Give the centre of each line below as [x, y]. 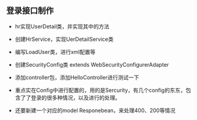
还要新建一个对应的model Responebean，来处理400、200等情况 [95, 110]
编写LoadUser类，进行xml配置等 [55, 52]
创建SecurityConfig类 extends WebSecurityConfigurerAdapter [92, 64]
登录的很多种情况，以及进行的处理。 [76, 97]
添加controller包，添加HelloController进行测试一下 [77, 77]
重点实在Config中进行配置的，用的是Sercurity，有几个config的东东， [100, 90]
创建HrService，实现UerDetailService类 [64, 39]
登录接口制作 [30, 11]
